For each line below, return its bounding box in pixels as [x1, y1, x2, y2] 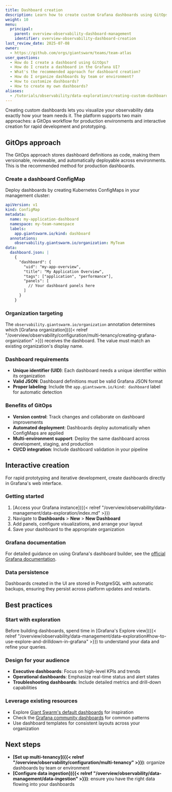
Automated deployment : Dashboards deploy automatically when [12, 424, 150, 430]
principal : [10, 27, 33, 32]
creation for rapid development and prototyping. [5, 123, 107, 129]
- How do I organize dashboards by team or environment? [10, 74, 134, 79]
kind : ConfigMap [5, 207, 40, 212]
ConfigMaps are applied [12, 430, 64, 436]
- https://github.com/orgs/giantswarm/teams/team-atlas [10, 50, 132, 55]
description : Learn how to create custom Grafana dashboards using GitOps [5, 12, 168, 17]
